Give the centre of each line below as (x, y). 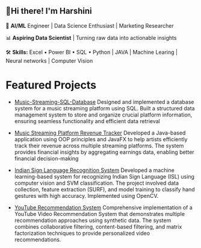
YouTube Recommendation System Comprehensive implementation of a (104, 207)
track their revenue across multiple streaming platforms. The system (99, 145)
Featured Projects (51, 85)
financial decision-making (46, 158)
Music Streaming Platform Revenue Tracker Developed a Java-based (100, 133)
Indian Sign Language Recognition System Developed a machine (94, 170)
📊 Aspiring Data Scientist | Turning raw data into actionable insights (91, 37)
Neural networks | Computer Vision (49, 60)
